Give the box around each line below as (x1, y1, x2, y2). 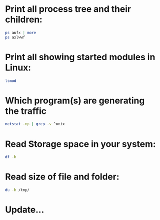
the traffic (5, 105, 47, 116)
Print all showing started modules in (5, 51, 156, 63)
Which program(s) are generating (5, 95, 145, 106)
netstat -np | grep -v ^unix (5, 122, 65, 127)
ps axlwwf (5, 35, 26, 40)
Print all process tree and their (5, 3, 131, 15)
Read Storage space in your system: (5, 138, 156, 149)
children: (5, 14, 43, 25)
